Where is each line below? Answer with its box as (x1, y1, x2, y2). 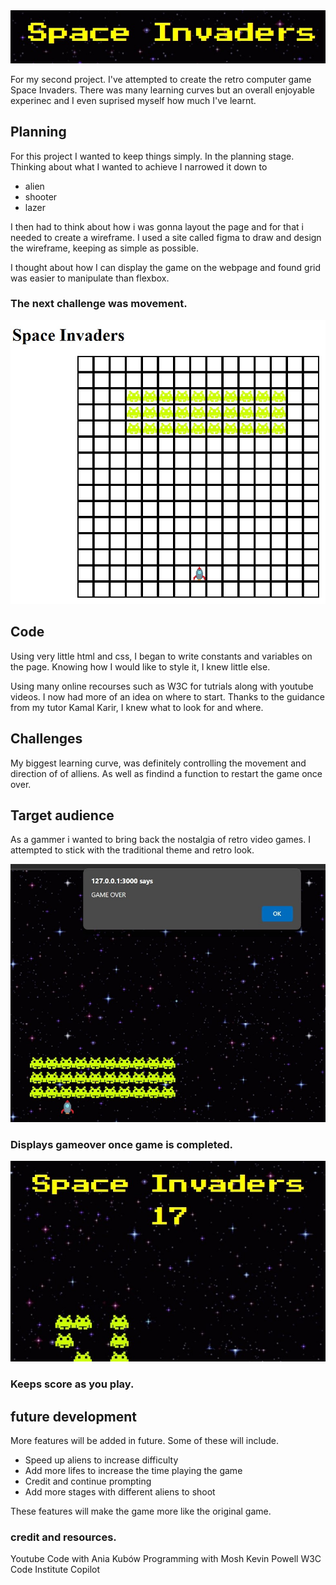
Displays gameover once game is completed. (10, 1137, 234, 1151)
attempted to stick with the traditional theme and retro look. (10, 844, 255, 856)
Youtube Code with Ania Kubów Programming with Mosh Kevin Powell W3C (10, 1553, 322, 1565)
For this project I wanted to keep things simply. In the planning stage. (10, 150, 295, 162)
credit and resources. (10, 1530, 117, 1544)
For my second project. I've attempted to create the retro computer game (10, 73, 312, 85)
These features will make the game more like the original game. (10, 1505, 272, 1517)
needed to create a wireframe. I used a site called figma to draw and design (10, 231, 322, 243)
